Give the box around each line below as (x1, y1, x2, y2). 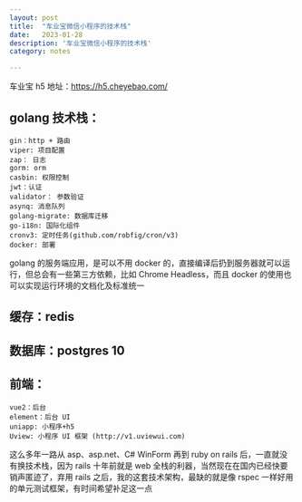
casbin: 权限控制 (9, 173, 70, 182)
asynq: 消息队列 (9, 201, 65, 211)
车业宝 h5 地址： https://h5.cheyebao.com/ (9, 81, 168, 92)
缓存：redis (9, 309, 75, 324)
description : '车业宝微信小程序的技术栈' (9, 38, 152, 48)
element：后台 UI (9, 412, 71, 421)
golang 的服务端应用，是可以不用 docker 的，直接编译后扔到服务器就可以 (9, 257, 283, 268)
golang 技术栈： (9, 110, 101, 125)
